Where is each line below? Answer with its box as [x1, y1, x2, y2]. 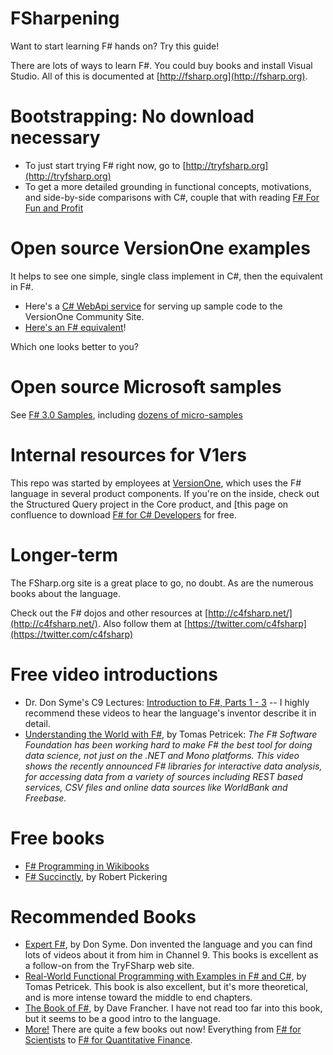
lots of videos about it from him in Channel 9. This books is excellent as [24, 949, 319, 961]
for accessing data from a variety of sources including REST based [24, 770, 303, 782]
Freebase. [24, 792, 67, 804]
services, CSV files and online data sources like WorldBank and [24, 781, 288, 793]
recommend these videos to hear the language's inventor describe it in [24, 707, 317, 719]
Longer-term [10, 543, 119, 566]
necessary [10, 127, 101, 149]
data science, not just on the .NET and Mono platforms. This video [24, 749, 300, 761]
